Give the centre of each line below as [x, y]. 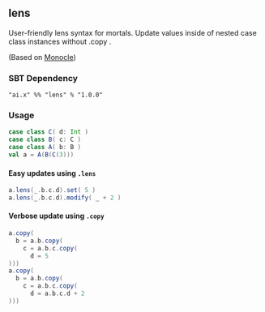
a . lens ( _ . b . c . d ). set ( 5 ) [52, 190]
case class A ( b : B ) [45, 147]
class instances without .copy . [60, 41]
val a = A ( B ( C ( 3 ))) [41, 155]
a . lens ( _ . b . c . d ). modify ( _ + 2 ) [65, 198]
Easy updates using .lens [52, 173]
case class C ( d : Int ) [49, 132]
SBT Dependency [43, 78]
